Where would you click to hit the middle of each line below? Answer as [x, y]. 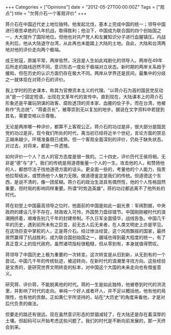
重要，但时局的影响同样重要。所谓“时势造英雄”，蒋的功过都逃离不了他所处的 [85, 188]
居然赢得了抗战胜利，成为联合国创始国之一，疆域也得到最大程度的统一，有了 [85, 237]
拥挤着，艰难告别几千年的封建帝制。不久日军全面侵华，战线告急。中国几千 [88, 218]
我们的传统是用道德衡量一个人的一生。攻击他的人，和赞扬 [100, 163]
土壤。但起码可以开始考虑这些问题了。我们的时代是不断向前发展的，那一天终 [85, 321]
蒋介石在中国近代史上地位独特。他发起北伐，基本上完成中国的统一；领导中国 [85, 24]
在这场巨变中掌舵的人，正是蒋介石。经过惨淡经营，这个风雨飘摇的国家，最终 [85, 231]
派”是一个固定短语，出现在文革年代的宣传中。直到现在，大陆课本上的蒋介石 [84, 97]
